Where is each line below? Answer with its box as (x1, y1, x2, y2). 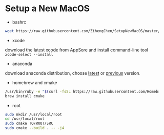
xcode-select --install (5, 52, 54, 57)
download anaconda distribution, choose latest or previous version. (5, 70, 141, 76)
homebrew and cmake (12, 79, 58, 86)
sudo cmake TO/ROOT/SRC (5, 121, 54, 126)
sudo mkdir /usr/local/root (5, 112, 62, 117)
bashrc (12, 19, 27, 25)
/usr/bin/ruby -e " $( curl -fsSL (5, 89, 71, 94)
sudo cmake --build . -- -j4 (5, 126, 64, 131)
